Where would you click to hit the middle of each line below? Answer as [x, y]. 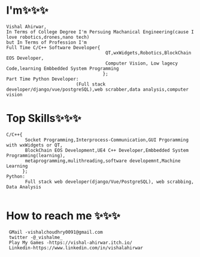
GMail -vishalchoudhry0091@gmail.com [56, 232]
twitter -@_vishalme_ [36, 237]
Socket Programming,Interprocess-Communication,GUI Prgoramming [107, 140]
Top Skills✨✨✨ [44, 119]
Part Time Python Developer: [43, 79]
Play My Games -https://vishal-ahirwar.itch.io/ [71, 243]
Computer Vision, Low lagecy [142, 63]
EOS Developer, [25, 58]
